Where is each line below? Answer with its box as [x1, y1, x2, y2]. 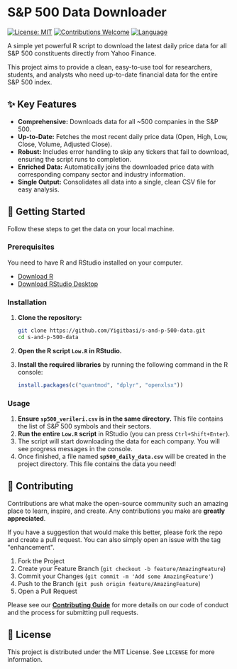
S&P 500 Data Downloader [7, 4, 167, 21]
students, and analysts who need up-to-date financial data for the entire [7, 70, 219, 79]
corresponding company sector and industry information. [17, 170, 186, 178]
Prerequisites [7, 242, 55, 252]
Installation [7, 297, 48, 307]
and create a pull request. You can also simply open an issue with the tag [7, 535, 221, 543]
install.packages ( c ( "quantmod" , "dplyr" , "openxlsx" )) [17, 381, 184, 389]
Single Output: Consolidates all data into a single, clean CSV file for [17, 177, 216, 186]
